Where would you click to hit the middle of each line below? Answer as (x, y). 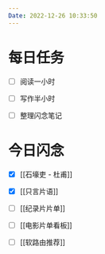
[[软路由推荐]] (43, 242)
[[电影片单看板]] (46, 225)
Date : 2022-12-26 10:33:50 (53, 16)
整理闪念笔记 (41, 115)
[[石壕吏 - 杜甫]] (46, 174)
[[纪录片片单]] (43, 208)
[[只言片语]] (39, 191)
